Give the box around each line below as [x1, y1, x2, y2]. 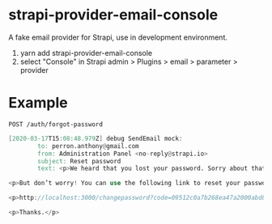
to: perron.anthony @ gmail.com [37, 142, 139, 150]
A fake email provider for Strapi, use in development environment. [8, 32, 228, 42]
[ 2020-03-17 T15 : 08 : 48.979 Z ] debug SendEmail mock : [8, 134, 183, 142]
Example [8, 94, 68, 112]
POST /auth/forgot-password [8, 120, 104, 129]
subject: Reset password [37, 157, 121, 165]
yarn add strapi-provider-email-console [19, 48, 152, 57]
